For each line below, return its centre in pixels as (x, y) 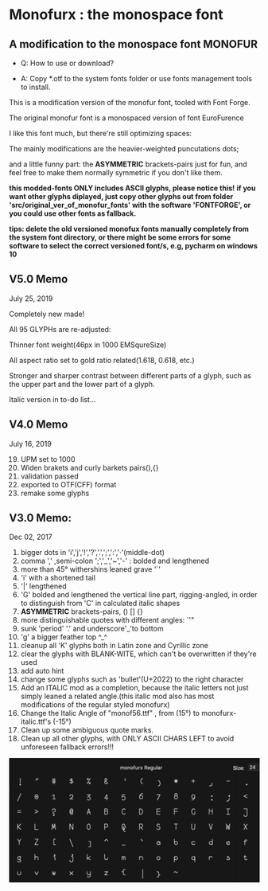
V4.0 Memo (39, 425)
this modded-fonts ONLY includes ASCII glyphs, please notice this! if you (132, 188)
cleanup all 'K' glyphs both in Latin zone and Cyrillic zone (115, 646)
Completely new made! (47, 314)
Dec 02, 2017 (31, 537)
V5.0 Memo (39, 279)
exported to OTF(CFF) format (68, 484)
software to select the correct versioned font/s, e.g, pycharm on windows (133, 246)
